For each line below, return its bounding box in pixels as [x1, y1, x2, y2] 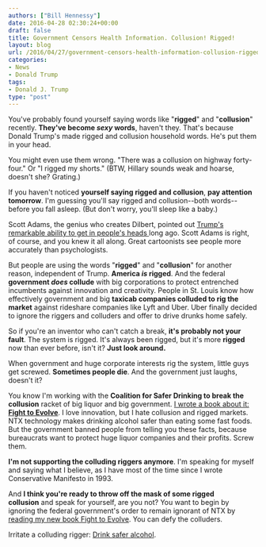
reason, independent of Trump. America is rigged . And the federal [8, 269, 226, 279]
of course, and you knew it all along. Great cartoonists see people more [8, 237, 241, 246]
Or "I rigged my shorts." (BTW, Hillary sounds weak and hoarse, [27, 164, 235, 173]
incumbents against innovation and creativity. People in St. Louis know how [8, 286, 254, 295]
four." [8, 164, 26, 173]
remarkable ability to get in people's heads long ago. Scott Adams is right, [8, 228, 249, 238]
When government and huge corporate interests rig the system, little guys [8, 359, 249, 368]
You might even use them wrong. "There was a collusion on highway [8, 156, 232, 165]
